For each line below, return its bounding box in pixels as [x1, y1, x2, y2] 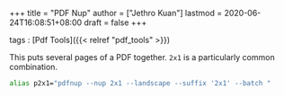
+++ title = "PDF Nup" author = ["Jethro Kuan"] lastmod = [9, 8, 223, 18]
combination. [9, 62, 58, 72]
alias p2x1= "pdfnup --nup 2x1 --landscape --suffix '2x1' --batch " [9, 79, 271, 88]
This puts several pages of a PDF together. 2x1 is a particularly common [9, 52, 276, 62]
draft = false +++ [84, 17, 147, 28]
